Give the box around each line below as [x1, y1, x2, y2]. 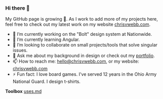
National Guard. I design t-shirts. [12, 78, 81, 85]
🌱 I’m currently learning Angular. [12, 36, 80, 42]
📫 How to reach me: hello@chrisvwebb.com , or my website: [12, 58, 139, 65]
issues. [12, 47, 28, 54]
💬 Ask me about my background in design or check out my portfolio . [12, 53, 155, 59]
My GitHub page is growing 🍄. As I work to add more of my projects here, [5, 16, 158, 22]
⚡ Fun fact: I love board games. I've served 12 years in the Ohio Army [12, 71, 157, 77]
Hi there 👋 [5, 5, 30, 12]
